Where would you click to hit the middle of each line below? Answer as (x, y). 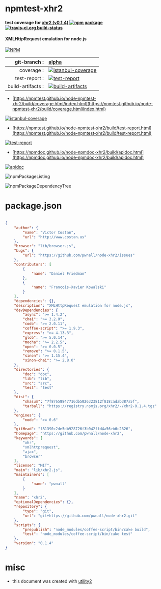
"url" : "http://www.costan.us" (55, 237)
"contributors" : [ (33, 264)
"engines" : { (27, 415)
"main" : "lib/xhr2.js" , (38, 470)
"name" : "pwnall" (49, 484)
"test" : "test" (38, 388)
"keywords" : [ (28, 438)
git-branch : (29, 62)
